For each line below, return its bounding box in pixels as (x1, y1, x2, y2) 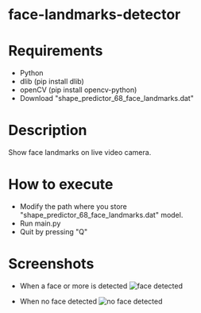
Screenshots (8, 255, 95, 273)
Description (8, 122, 87, 140)
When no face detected (19, 296, 98, 306)
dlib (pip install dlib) (19, 77, 85, 87)
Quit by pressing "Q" (19, 227, 88, 236)
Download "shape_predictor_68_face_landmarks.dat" (19, 94, 195, 103)
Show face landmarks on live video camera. (8, 148, 152, 157)
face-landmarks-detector (8, 6, 181, 24)
